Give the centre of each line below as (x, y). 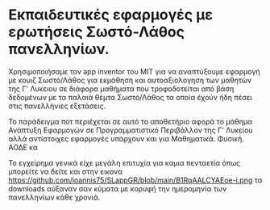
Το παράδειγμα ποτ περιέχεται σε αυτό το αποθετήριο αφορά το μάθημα (130, 121)
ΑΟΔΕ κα (23, 147)
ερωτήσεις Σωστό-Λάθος (97, 32)
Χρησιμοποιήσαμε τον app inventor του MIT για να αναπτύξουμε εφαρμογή (134, 71)
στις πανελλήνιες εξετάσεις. (57, 106)
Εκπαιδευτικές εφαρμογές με (111, 15)
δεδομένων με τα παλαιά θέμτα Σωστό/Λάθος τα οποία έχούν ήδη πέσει (130, 97)
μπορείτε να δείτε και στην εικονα (66, 171)
